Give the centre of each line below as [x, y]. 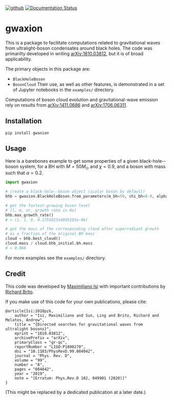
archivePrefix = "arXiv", [42, 338]
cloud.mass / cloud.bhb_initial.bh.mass [49, 243]
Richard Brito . [20, 292]
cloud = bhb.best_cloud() [33, 239]
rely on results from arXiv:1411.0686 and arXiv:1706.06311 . [66, 105]
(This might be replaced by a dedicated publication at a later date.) [76, 392]
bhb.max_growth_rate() [29, 215]
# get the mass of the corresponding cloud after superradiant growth [82, 229]
